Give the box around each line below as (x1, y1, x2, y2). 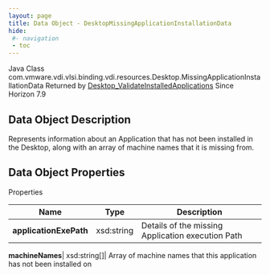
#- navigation (11, 34, 59, 43)
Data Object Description (8, 113, 131, 126)
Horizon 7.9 (8, 89, 47, 99)
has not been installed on (8, 259, 92, 269)
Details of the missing (141, 220, 223, 231)
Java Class (8, 64, 45, 73)
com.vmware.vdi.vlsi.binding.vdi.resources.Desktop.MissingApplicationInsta (8, 72, 261, 82)
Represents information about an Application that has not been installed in (8, 133, 253, 143)
